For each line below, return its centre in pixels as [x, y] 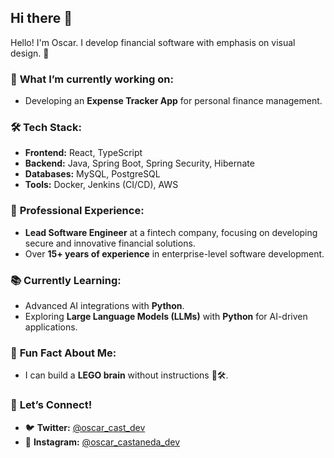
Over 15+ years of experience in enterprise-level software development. [174, 253]
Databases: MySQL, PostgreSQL [92, 174]
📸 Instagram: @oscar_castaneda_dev [102, 442]
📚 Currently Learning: [66, 280]
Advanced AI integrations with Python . [104, 305]
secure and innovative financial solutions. [110, 243]
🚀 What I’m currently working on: [92, 79]
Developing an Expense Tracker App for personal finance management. [173, 101]
